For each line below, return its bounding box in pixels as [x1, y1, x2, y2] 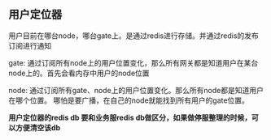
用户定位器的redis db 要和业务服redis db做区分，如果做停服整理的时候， [8, 112, 252, 122]
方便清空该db [15, 122, 61, 132]
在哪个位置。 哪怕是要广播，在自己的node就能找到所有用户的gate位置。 [8, 95, 250, 105]
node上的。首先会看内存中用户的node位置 [8, 68, 150, 78]
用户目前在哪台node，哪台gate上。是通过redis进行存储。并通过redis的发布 [8, 31, 259, 40]
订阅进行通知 [8, 40, 51, 50]
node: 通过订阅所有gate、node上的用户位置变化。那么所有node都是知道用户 [8, 85, 264, 95]
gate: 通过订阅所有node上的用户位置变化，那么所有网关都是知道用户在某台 [8, 57, 259, 67]
